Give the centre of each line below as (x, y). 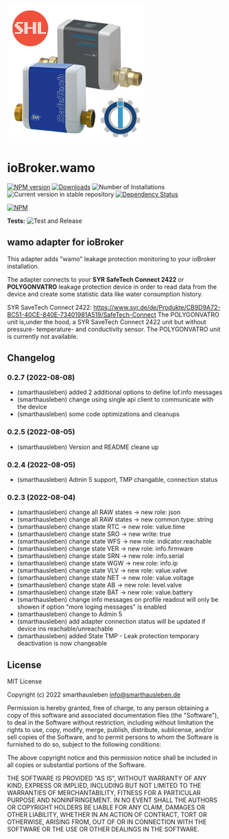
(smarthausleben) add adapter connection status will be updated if (111, 622)
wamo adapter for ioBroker (65, 242)
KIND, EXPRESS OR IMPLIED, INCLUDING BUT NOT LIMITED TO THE (104, 786)
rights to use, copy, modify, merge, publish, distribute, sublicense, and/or (110, 730)
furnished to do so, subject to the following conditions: (84, 744)
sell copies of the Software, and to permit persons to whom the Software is (113, 737)
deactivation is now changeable (62, 644)
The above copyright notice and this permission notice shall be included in (112, 758)
